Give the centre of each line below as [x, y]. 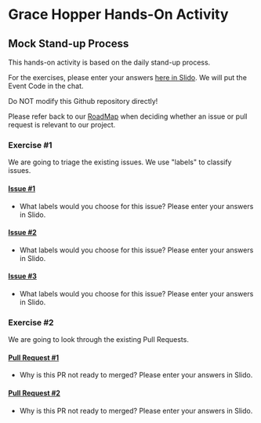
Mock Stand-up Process [69, 44]
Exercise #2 [31, 322]
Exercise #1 [30, 145]
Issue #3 [23, 276]
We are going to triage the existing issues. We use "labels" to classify [120, 162]
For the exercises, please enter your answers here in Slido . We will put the [127, 77]
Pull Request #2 [34, 393]
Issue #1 [22, 188]
